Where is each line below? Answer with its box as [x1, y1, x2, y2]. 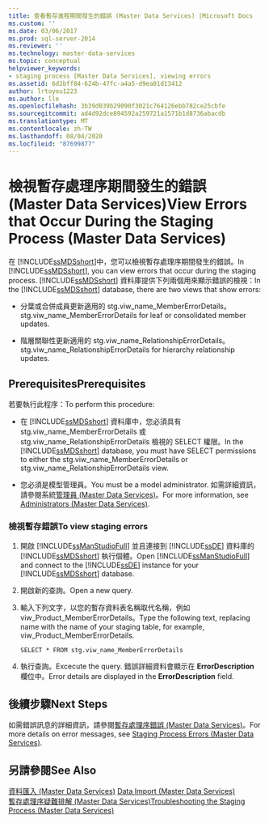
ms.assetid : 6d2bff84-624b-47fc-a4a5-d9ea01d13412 [8, 79, 183, 87]
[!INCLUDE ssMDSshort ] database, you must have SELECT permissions [19, 446, 257, 456]
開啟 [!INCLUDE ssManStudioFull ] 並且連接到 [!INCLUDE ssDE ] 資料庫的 [19, 541, 254, 550]
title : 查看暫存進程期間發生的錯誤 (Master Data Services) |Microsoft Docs [8, 11, 253, 20]
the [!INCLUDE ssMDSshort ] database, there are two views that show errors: [8, 285, 261, 295]
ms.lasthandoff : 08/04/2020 [8, 132, 103, 140]
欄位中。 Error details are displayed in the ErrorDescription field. [19, 671, 234, 681]
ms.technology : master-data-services [8, 49, 136, 57]
